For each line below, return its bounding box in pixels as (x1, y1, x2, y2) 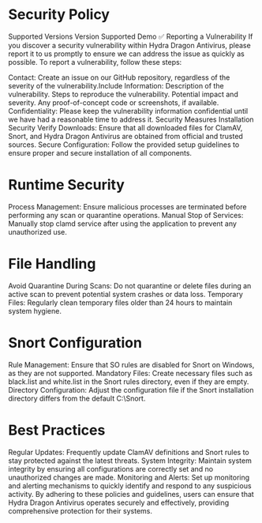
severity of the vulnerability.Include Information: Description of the (8, 81, 224, 90)
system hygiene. (8, 306, 62, 315)
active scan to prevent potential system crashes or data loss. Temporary (8, 289, 243, 299)
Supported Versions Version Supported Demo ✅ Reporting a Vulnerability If (8, 32, 253, 41)
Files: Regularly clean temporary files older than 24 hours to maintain (8, 298, 233, 307)
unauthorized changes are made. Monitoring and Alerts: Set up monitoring (8, 472, 250, 482)
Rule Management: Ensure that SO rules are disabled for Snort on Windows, (8, 359, 255, 369)
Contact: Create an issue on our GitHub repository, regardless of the (8, 73, 230, 82)
